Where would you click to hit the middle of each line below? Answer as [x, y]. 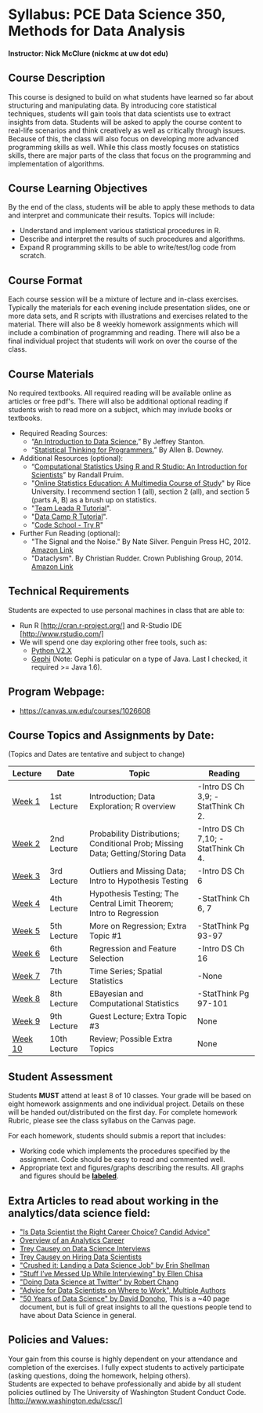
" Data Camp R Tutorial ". [69, 517]
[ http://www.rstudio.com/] [61, 633]
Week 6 [26, 954]
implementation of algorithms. [56, 163]
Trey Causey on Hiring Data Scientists [81, 1257]
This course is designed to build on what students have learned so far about [131, 97]
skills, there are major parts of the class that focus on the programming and [130, 155]
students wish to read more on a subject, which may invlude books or [120, 410]
